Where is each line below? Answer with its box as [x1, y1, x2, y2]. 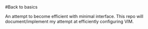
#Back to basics [5, 4, 38, 10]
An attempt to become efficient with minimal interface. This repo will [5, 14, 144, 19]
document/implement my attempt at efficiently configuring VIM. [5, 19, 134, 24]
